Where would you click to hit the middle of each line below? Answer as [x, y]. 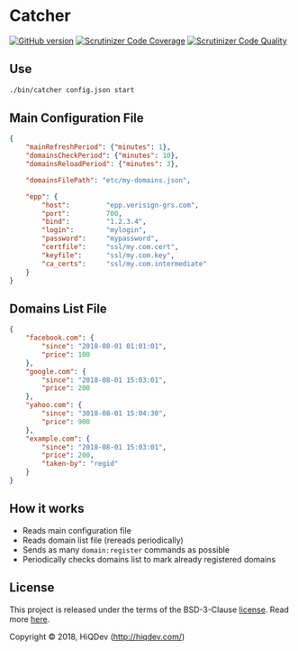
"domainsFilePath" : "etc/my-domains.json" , [108, 180]
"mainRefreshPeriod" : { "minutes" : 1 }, [98, 147]
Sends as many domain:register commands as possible [126, 549]
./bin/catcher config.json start [72, 90]
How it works [47, 509]
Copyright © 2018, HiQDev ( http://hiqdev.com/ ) [97, 637]
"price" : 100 [66, 354]
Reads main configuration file [77, 530]
